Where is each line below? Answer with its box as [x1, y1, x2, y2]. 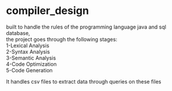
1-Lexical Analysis [6, 42, 50, 49]
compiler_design [6, 4, 90, 17]
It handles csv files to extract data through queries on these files [6, 78, 161, 85]
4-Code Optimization [6, 60, 57, 68]
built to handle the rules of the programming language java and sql [6, 23, 167, 30]
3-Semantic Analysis [6, 54, 56, 61]
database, [6, 29, 30, 36]
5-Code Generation [6, 66, 53, 73]
